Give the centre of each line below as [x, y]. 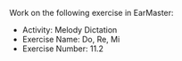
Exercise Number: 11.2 [63, 49]
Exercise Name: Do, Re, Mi [71, 39]
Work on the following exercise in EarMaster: [91, 13]
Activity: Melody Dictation [70, 30]
